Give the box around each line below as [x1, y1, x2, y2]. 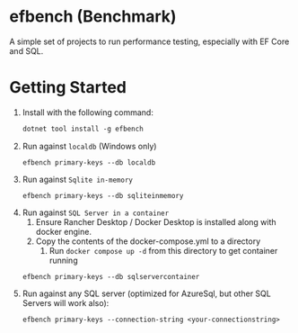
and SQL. [9, 45, 44, 56]
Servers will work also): [22, 297, 110, 308]
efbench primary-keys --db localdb [22, 157, 156, 167]
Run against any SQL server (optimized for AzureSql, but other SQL [22, 288, 271, 299]
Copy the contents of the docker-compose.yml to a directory [35, 236, 261, 247]
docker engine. [35, 226, 92, 237]
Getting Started [9, 77, 127, 98]
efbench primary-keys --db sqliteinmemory [22, 191, 184, 200]
